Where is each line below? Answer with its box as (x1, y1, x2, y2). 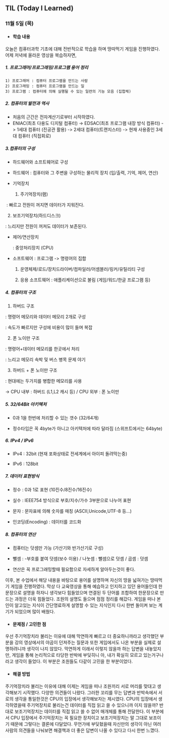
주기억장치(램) (20, 191, 48, 197)
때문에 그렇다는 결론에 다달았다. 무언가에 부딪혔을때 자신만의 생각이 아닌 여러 (10, 721, 161, 727)
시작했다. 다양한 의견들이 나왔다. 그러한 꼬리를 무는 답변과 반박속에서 (22, 689, 157, 695)
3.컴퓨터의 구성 (5, 146, 35, 152)
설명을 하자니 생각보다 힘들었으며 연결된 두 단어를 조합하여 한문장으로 (22, 590, 159, 596)
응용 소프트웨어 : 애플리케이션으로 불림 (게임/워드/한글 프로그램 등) (20, 277, 151, 283)
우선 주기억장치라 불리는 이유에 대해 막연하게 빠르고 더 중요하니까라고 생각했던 (5, 633, 159, 639)
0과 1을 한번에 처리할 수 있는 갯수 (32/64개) (12, 415, 99, 421)
